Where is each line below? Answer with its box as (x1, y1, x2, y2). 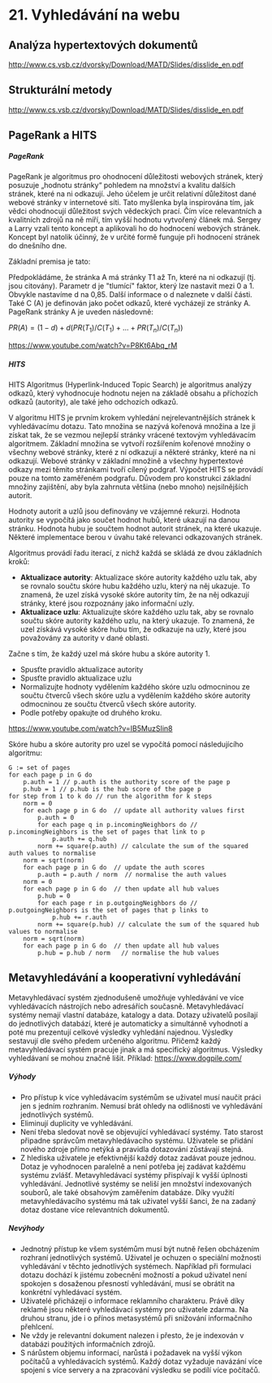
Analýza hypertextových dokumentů (8, 38, 198, 52)
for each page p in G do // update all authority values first (23, 806, 245, 815)
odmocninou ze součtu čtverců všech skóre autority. (19, 698, 197, 709)
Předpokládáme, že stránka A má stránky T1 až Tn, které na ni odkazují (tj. (8, 273, 256, 282)
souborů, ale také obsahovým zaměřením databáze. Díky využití (19, 1187, 235, 1197)
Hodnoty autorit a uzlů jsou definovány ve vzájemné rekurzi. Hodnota (8, 506, 241, 516)
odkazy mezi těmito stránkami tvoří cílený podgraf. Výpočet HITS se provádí (8, 464, 264, 474)
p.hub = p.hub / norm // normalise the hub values (37, 948, 220, 957)
